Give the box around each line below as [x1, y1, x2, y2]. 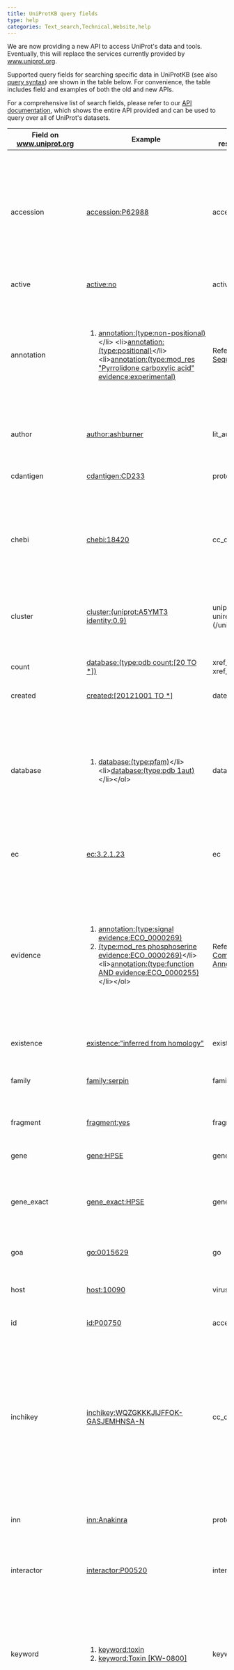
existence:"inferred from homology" [86, 1039, 204, 1048]
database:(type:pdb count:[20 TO [86, 658, 197, 668]
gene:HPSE [86, 1151, 124, 1160]
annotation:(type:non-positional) [98, 328, 206, 338]
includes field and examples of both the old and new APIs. [7, 85, 174, 94]
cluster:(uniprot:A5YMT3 [86, 607, 169, 617]
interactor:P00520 [86, 1565, 148, 1575]
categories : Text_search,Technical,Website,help [7, 23, 151, 30]
